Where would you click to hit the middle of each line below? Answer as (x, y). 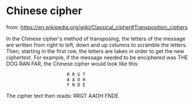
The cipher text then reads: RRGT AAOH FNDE (63, 96)
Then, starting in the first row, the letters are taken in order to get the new (95, 51)
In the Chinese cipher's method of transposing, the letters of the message (96, 38)
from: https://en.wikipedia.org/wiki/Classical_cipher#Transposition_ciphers (97, 27)
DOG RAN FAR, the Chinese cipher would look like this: (73, 64)
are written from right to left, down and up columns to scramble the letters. (97, 45)
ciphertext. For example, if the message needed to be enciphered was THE (97, 57)
